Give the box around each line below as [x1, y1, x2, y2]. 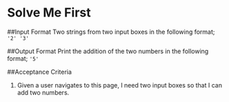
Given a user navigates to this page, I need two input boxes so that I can [17, 81, 223, 89]
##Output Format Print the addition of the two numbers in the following [7, 47, 209, 55]
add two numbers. [17, 88, 70, 96]
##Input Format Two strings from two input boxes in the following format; [7, 28, 215, 36]
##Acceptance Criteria [7, 68, 72, 76]
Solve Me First [7, 5, 91, 21]
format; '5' [7, 54, 39, 63]
